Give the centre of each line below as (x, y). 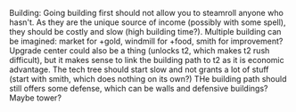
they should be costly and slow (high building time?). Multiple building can (145, 32)
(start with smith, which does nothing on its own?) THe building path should (148, 79)
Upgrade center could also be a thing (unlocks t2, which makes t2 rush (140, 51)
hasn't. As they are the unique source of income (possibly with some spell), (148, 22)
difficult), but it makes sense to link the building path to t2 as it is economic (147, 60)
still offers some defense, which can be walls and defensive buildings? (139, 88)
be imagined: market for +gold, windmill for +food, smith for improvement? (146, 41)
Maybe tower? (36, 98)
